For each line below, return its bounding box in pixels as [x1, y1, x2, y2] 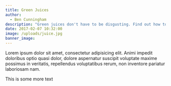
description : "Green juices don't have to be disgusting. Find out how [5, 21, 160, 27]
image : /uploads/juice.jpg [5, 31, 63, 36]
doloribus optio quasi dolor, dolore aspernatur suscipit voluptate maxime [5, 55, 157, 61]
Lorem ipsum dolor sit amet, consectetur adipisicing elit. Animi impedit [5, 49, 153, 56]
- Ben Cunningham [10, 17, 47, 22]
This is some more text [5, 76, 53, 82]
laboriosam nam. [5, 66, 41, 72]
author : [5, 12, 22, 17]
